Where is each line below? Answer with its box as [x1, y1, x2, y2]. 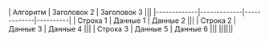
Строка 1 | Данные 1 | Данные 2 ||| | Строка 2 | [77, 16, 237, 25]
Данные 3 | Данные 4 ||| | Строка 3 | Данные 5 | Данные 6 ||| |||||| [8, 24, 234, 33]
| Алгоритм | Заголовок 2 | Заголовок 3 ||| [8, 8, 153, 17]
